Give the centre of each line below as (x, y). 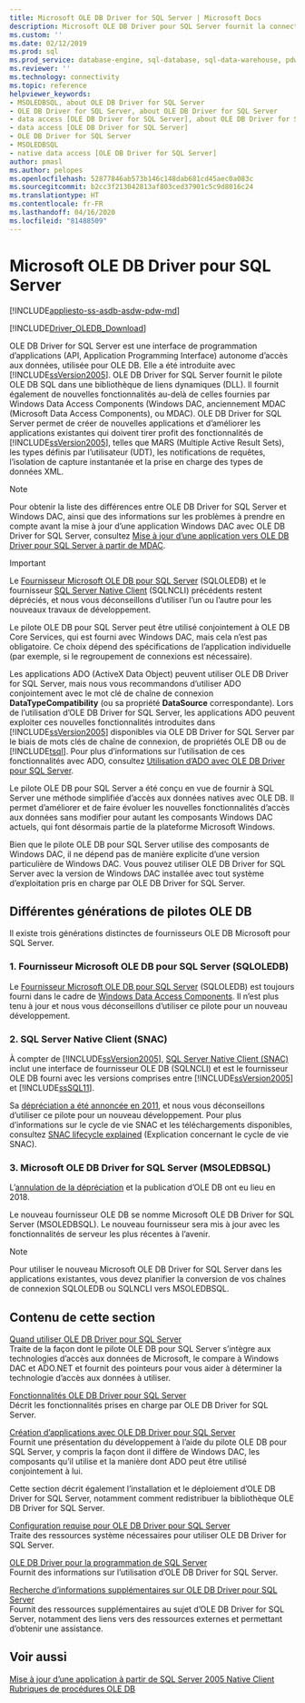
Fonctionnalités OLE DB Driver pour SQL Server (98, 1396)
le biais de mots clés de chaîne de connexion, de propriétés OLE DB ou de (148, 741)
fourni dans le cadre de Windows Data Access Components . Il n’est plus (144, 996)
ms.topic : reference (49, 86)
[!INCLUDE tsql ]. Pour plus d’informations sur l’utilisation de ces (127, 751)
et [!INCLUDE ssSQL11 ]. (52, 1087)
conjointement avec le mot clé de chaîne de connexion (112, 693)
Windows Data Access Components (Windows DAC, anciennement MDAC (148, 403)
